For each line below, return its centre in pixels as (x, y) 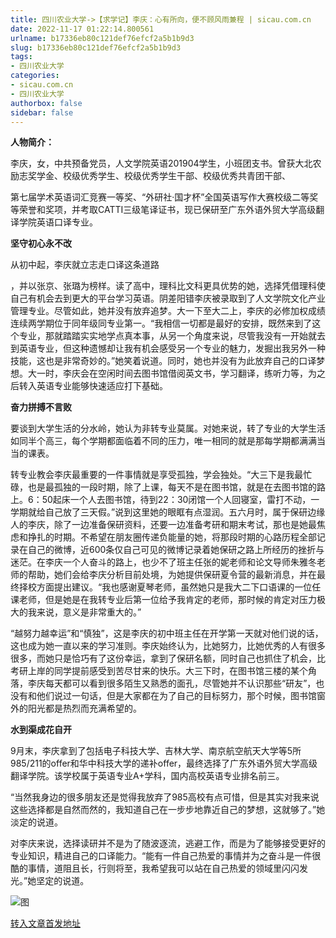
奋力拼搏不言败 (41, 407)
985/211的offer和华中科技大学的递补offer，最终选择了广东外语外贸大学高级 (164, 763)
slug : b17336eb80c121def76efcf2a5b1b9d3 (96, 47)
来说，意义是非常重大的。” (89, 612)
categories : (35, 76)
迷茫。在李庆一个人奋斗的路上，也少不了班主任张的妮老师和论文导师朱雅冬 (163, 562)
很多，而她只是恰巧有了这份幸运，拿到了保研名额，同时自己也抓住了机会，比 (168, 658)
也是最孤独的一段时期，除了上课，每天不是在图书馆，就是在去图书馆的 (172, 487)
